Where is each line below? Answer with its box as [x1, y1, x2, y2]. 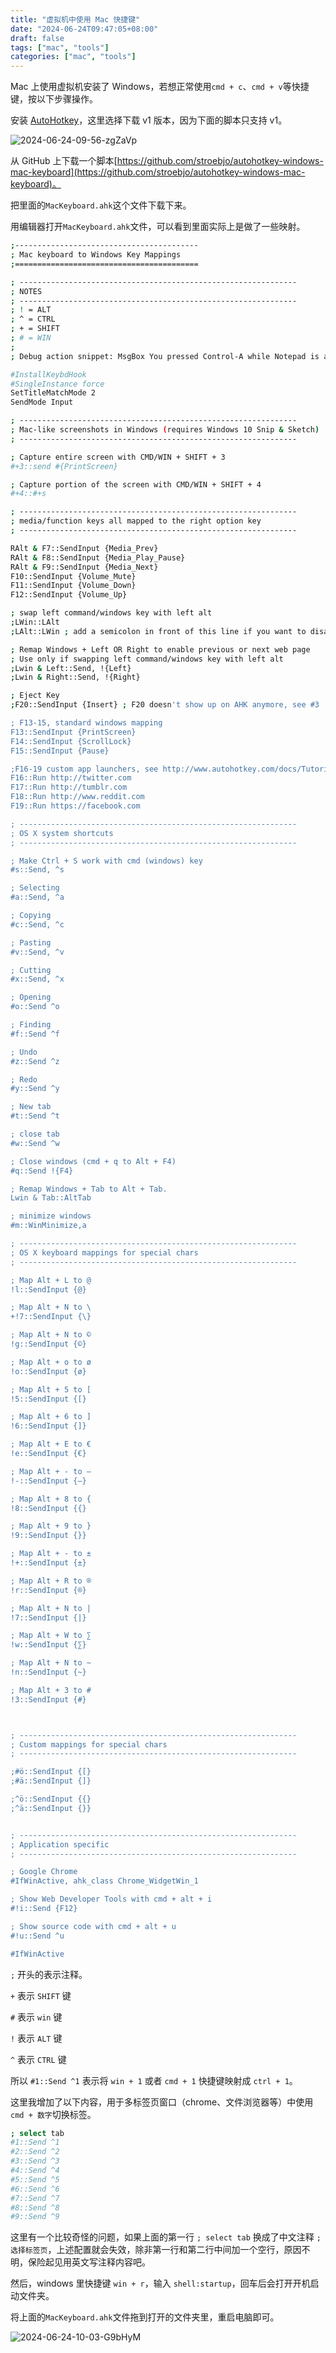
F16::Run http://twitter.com [10, 773, 132, 783]
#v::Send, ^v [10, 947, 65, 957]
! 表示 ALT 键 [10, 2032, 63, 2044]
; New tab [10, 1102, 52, 1112]
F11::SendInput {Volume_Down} [10, 581, 137, 591]
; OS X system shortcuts [10, 828, 114, 838]
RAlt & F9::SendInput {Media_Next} [10, 562, 159, 572]
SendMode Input [10, 397, 74, 408]
